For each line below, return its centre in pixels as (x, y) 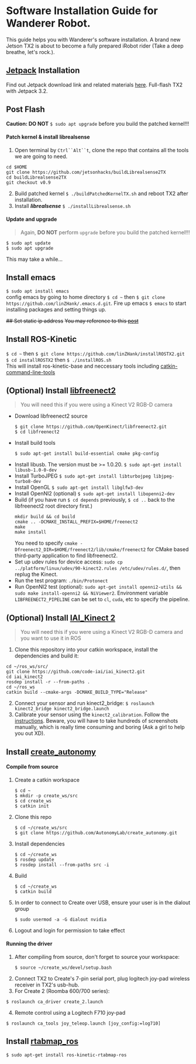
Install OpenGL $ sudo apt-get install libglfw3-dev (79, 487)
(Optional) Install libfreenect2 (61, 390)
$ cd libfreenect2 (37, 432)
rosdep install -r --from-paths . (48, 682)
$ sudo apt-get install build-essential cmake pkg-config (87, 454)
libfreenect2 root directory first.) (53, 506)
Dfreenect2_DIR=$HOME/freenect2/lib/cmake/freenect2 (80, 550)
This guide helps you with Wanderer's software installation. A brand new (93, 39)
